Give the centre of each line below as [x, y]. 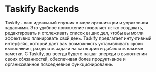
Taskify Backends [42, 9]
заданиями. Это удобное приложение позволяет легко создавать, [74, 27]
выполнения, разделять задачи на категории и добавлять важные [74, 48]
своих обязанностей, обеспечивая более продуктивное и [65, 59]
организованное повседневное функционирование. [59, 64]
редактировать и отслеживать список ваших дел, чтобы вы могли [74, 33]
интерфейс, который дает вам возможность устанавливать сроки [74, 43]
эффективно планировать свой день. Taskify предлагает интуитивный [78, 38]
